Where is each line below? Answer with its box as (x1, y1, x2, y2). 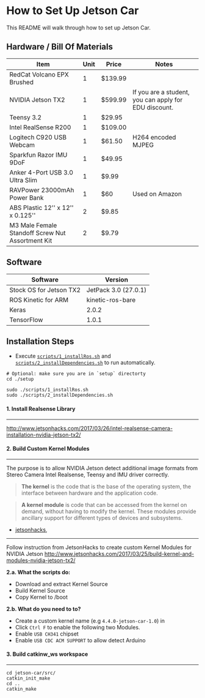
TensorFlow (9, 315, 43, 324)
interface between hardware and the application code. (21, 489, 159, 497)
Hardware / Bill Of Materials (6, 42, 113, 52)
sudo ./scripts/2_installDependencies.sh (6, 392, 113, 399)
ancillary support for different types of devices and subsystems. (21, 514, 183, 521)
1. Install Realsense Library (6, 405, 76, 412)
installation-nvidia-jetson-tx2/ (6, 431, 81, 438)
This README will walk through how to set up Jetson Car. (6, 24, 151, 31)
